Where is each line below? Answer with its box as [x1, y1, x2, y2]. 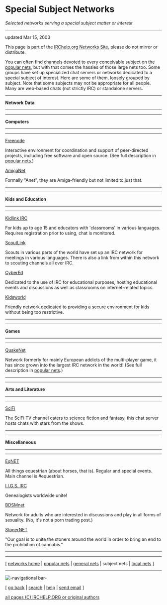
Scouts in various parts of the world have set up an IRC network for [5, 249, 143, 255]
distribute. [5, 49, 26, 55]
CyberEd [5, 269, 23, 275]
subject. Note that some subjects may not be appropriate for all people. [5, 80, 151, 86]
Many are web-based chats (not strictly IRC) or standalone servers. [5, 85, 143, 91]
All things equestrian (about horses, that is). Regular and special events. [5, 468, 153, 474]
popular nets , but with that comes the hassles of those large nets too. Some [5, 64, 161, 70]
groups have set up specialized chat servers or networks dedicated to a [5, 69, 153, 75]
